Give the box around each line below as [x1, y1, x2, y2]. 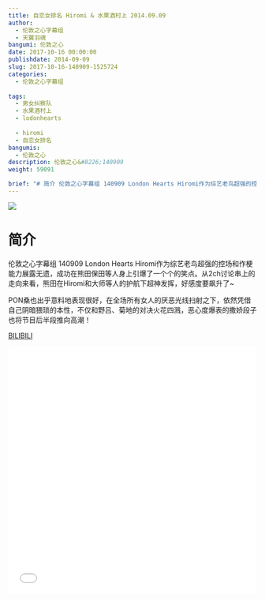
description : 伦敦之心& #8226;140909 [8, 159, 124, 167]
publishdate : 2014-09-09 [8, 56, 90, 64]
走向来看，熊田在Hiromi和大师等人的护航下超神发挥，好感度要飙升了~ [8, 278, 235, 288]
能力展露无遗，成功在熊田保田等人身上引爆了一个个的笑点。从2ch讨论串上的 [8, 268, 256, 278]
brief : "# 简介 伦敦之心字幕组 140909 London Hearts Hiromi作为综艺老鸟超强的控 [8, 180, 258, 188]
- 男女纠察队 [15, 99, 53, 107]
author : [8, 19, 34, 27]
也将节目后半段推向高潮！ [8, 315, 91, 324]
